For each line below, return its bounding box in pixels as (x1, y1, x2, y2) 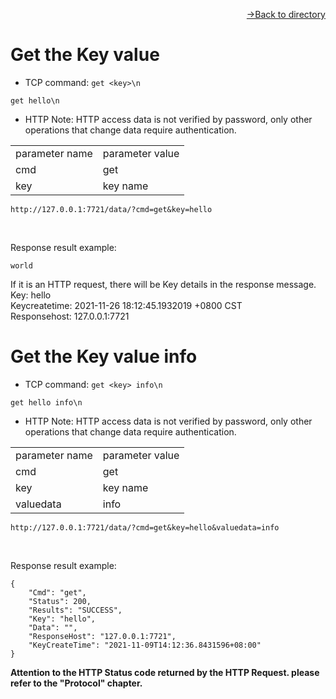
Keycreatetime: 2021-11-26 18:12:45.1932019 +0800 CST (10, 299, 243, 311)
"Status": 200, (28, 596, 92, 606)
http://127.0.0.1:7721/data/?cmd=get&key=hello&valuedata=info (10, 522, 280, 533)
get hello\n (10, 95, 60, 106)
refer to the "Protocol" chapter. (10, 677, 143, 689)
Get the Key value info (10, 345, 198, 368)
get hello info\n (10, 397, 83, 408)
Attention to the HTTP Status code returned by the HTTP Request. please (10, 666, 320, 678)
